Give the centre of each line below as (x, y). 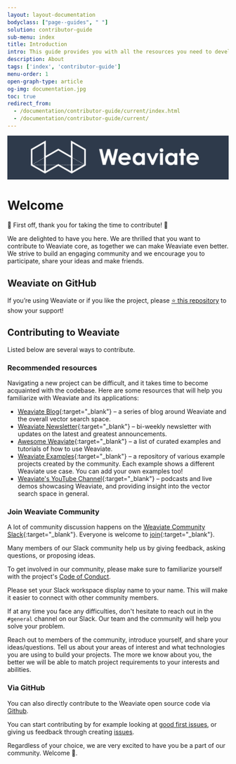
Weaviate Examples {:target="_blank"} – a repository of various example (121, 456)
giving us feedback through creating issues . (71, 732)
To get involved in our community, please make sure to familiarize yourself (115, 569)
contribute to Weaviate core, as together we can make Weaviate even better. (118, 246)
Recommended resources (52, 367)
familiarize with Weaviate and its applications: (73, 398)
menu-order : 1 (28, 74)
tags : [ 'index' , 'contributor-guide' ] (64, 67)
